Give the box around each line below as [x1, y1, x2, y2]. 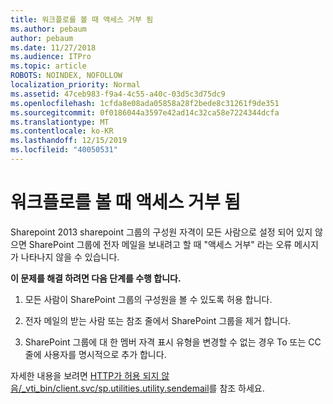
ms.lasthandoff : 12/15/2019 [10, 136, 128, 146]
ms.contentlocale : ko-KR [10, 126, 114, 136]
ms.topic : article [10, 61, 87, 71]
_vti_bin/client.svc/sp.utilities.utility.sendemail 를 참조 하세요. [21, 382, 265, 394]
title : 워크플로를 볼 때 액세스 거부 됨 [10, 14, 154, 25]
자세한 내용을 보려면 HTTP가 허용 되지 [10, 369, 160, 381]
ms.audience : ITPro [10, 52, 92, 62]
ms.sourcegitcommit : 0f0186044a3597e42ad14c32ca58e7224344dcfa [10, 107, 280, 118]
